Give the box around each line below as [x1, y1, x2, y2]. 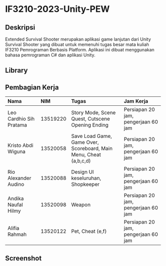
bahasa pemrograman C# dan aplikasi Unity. [5, 52, 95, 58]
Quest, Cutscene [71, 115, 110, 122]
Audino [7, 181, 25, 188]
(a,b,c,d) [71, 157, 91, 164]
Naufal [7, 201, 23, 208]
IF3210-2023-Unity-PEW [5, 3, 110, 15]
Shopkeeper [71, 181, 100, 188]
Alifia [7, 225, 20, 232]
